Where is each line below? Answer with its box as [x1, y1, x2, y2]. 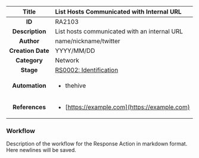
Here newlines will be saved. [6, 147, 76, 154]
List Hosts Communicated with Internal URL [55, 8, 182, 15]
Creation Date [9, 47, 49, 55]
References [13, 103, 46, 111]
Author [18, 37, 40, 45]
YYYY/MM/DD [55, 47, 95, 55]
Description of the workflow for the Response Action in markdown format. [6, 140, 188, 147]
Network [55, 56, 79, 64]
